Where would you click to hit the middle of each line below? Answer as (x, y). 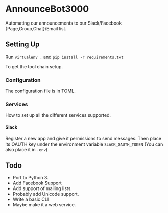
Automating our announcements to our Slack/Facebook (64, 23)
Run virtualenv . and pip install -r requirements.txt (64, 57)
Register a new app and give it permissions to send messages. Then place (83, 138)
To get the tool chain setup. (34, 66)
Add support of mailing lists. (42, 188)
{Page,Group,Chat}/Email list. (36, 28)
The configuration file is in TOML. (40, 91)
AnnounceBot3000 (47, 9)
